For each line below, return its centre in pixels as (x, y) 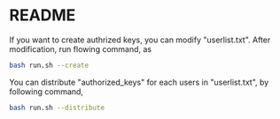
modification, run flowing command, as (81, 48)
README (43, 15)
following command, (47, 91)
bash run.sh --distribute (57, 108)
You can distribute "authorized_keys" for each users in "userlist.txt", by (139, 82)
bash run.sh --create (49, 65)
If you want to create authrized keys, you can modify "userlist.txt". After (140, 40)
